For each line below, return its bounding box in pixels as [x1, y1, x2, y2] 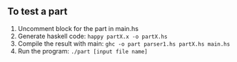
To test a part [7, 6, 68, 18]
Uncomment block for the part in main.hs [17, 24, 139, 32]
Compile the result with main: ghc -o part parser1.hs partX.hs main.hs [17, 39, 231, 48]
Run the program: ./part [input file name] [17, 46, 148, 55]
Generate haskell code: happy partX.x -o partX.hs [17, 32, 168, 40]
